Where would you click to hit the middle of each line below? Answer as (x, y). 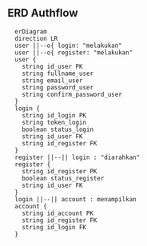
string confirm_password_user (72, 94)
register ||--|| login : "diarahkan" (77, 157)
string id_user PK (52, 66)
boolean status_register (63, 178)
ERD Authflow (43, 13)
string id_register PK (60, 171)
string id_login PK (54, 115)
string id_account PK (58, 213)
